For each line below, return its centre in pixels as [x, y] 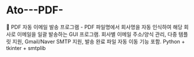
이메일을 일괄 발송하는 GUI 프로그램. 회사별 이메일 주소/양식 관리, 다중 [97, 34]
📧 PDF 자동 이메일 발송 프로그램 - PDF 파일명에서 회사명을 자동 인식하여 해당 [94, 27]
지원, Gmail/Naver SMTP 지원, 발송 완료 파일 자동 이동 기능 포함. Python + [99, 41]
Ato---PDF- [35, 10]
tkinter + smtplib [26, 48]
